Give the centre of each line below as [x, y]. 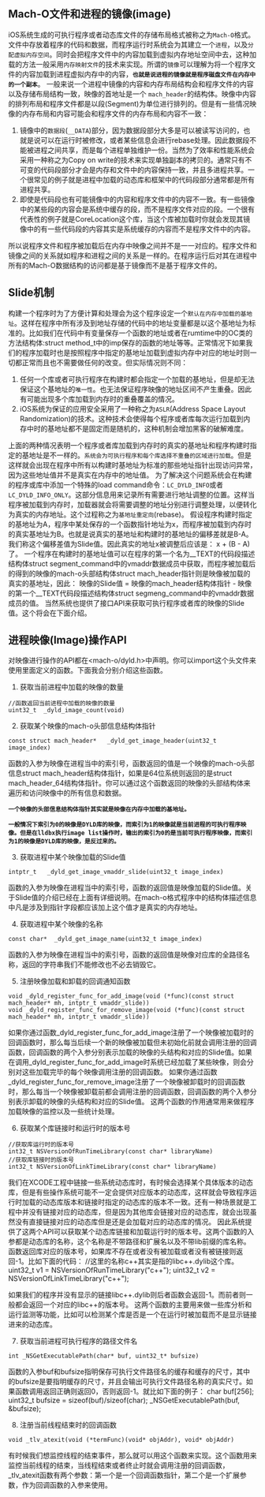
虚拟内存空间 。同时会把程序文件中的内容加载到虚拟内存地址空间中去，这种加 [135, 54]
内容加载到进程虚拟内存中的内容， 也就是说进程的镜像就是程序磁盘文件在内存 [136, 74]
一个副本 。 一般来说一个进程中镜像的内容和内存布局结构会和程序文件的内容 [134, 84]
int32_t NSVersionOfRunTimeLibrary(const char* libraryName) [111, 1152]
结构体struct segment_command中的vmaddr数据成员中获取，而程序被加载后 [132, 563]
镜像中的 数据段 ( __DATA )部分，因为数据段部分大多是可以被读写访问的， [131, 130]
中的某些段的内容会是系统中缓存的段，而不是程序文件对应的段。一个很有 [137, 209]
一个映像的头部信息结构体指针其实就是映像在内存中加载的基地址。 [99, 810]
